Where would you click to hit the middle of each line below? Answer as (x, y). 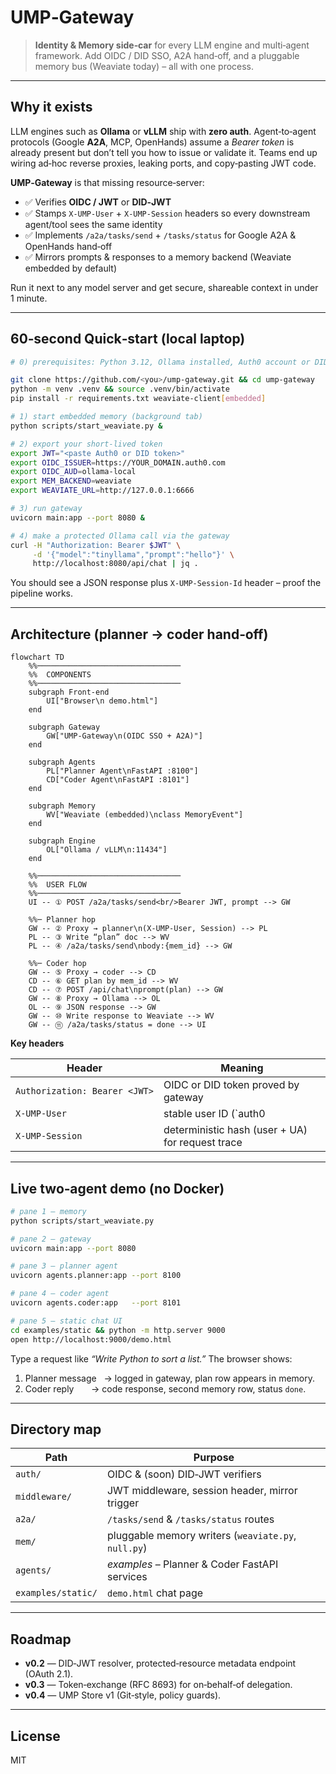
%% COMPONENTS (60, 675)
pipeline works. (42, 593)
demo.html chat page (155, 1593)
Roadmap (41, 1639)
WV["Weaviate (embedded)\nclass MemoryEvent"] (145, 815)
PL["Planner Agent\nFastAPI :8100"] (122, 771)
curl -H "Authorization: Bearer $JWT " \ (96, 545)
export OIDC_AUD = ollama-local (73, 472)
